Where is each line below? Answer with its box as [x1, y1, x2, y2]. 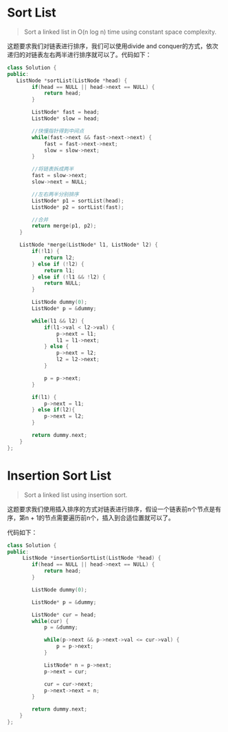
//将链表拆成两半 [32, 165, 74, 173]
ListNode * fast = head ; [32, 109, 100, 116]
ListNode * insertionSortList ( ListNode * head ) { [22, 555, 161, 562]
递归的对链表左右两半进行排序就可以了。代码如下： [7, 50, 152, 59]
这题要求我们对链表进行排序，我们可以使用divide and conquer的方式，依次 [7, 41, 218, 50]
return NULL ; [43, 280, 81, 287]
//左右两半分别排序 [32, 191, 79, 198]
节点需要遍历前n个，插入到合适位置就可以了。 [44, 514, 175, 522]
